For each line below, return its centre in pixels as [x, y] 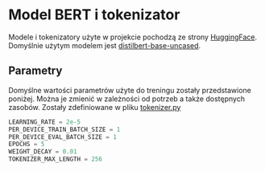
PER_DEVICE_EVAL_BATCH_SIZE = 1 [62, 137]
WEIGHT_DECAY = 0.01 [43, 152]
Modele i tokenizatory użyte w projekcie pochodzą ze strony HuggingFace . [133, 37]
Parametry [35, 71]
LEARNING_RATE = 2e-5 [45, 122]
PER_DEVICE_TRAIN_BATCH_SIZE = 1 [64, 129]
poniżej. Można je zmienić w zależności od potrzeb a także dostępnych [127, 99]
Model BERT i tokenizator [94, 15]
